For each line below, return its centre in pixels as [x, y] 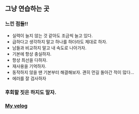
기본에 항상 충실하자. [32, 54]
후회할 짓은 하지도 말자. [31, 92]
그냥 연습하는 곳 [27, 9]
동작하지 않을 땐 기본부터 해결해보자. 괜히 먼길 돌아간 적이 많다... [73, 72]
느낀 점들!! [17, 24]
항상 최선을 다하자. [30, 60]
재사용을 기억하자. [29, 66]
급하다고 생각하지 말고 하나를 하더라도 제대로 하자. [60, 42]
